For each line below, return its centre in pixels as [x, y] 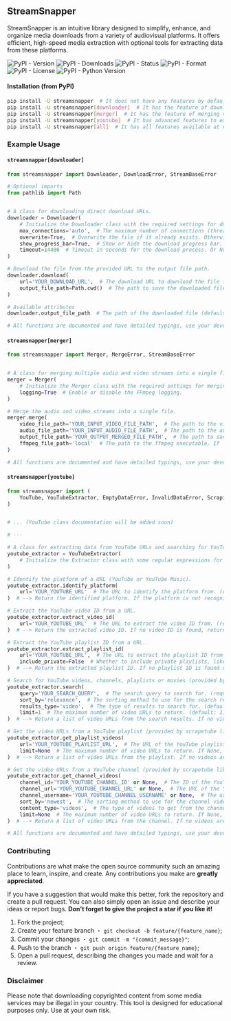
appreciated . [26, 881]
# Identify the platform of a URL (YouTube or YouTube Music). [100, 579]
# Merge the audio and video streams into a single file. [92, 411]
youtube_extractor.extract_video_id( [61, 617]
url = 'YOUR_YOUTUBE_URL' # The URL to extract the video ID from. [117, 624]
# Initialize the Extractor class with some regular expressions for [121, 560]
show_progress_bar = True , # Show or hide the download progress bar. [121, 244]
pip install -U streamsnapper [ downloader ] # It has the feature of [107, 107]
